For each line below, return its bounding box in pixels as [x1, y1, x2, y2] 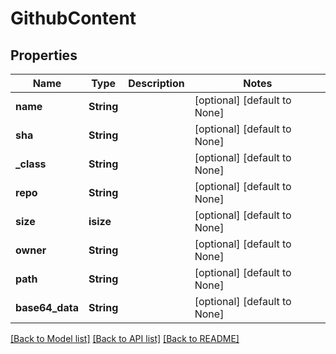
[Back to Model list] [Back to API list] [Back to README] [10, 333, 240, 344]
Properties [10, 47, 78, 64]
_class [15, 157, 47, 171]
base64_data [15, 301, 79, 314]
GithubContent [10, 7, 137, 30]
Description [128, 77, 185, 90]
